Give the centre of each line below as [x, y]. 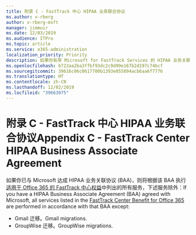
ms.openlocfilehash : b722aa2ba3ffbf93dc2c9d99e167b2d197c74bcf [85, 66]
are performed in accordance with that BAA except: [68, 206]
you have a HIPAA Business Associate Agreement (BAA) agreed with [88, 194]
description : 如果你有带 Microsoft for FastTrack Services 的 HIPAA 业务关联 [98, 60]
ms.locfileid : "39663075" [37, 93]
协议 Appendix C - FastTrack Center [103, 138]
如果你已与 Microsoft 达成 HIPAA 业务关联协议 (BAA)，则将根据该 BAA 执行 [96, 180]
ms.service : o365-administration [47, 50]
